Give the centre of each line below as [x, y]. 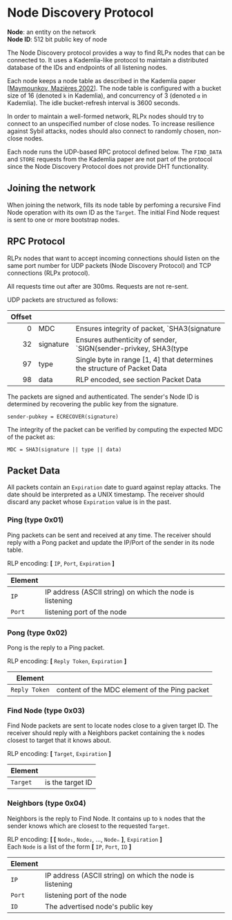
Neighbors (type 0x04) [47, 803]
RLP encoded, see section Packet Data [138, 379]
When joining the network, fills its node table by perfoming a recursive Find [114, 205]
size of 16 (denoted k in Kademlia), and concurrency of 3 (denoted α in [107, 96]
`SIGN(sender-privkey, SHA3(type [132, 348]
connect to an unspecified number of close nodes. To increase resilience [111, 123]
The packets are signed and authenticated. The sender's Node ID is [103, 397]
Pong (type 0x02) [37, 633]
